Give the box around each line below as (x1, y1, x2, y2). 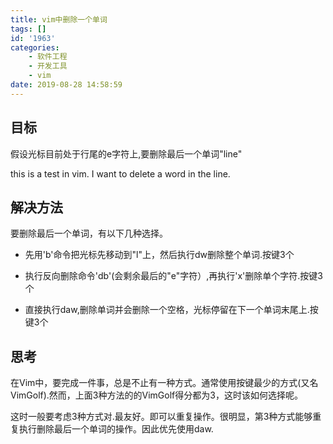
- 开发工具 (28, 61, 68, 71)
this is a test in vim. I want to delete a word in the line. (10, 167, 231, 180)
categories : (10, 42, 60, 53)
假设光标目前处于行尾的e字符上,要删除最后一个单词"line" (10, 147, 243, 160)
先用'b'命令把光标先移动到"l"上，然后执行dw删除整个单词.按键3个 (24, 249, 295, 261)
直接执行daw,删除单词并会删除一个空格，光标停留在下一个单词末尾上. (24, 304, 310, 316)
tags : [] (10, 24, 47, 34)
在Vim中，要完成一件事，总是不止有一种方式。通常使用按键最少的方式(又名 (10, 377, 319, 389)
